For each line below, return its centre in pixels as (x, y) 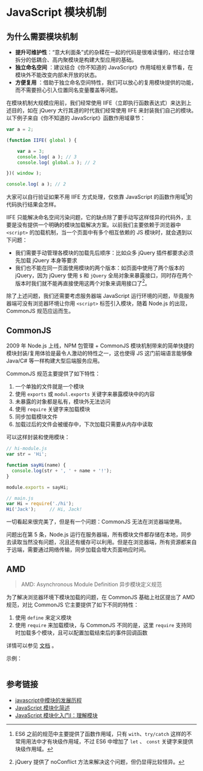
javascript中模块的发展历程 (48, 700)
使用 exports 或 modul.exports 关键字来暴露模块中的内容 (85, 394)
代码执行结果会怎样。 (33, 204)
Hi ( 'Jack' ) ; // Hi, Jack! (44, 509)
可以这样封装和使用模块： (38, 437)
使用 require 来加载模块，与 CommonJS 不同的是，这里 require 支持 (101, 625)
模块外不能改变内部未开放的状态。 (57, 75)
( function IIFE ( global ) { (42, 140)
